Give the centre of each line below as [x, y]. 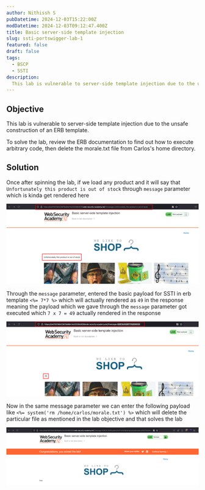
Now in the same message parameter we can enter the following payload [98, 406]
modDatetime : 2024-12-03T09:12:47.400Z [57, 26]
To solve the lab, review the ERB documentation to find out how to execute [100, 142]
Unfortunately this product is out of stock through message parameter [99, 188]
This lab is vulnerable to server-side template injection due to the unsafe [97, 124]
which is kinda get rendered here [48, 195]
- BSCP [20, 64]
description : [23, 77]
